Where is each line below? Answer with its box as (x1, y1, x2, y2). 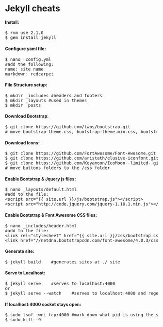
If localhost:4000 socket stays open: (5, 301, 81, 307)
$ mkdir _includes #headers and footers (5, 93, 103, 98)
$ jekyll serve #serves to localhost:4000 (5, 281, 115, 287)
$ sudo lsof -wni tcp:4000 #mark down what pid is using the (5, 312, 154, 318)
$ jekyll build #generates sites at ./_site (5, 259, 120, 265)
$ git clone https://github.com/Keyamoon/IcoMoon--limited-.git (5, 160, 162, 166)
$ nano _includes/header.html (5, 223, 77, 228)
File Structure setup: (5, 82, 48, 88)
